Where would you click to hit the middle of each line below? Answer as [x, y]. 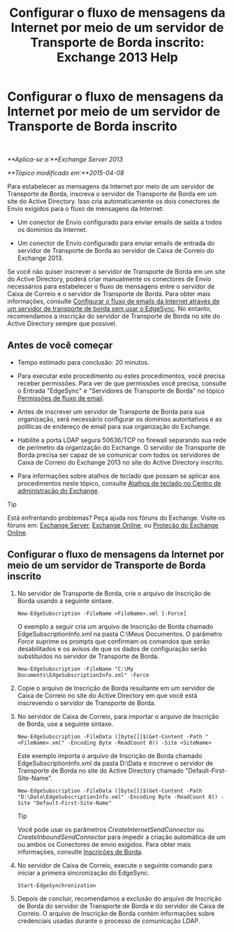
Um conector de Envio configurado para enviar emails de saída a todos [119, 222]
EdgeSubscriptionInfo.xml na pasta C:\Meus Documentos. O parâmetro [119, 634]
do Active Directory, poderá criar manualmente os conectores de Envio [109, 279]
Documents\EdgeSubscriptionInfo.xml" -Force [83, 675]
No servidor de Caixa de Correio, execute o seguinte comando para [115, 865]
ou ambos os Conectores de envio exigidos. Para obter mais [104, 844]
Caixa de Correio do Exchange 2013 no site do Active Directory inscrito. [120, 462]
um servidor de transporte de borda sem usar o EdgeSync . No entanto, [109, 308]
